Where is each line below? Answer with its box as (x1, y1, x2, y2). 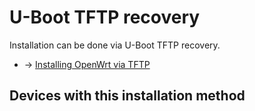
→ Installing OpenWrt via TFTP (23, 58, 151, 70)
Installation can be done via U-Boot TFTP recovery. (9, 39, 221, 51)
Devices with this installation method (9, 87, 246, 105)
